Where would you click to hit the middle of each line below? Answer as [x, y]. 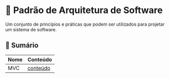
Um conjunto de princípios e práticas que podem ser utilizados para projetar [85, 24]
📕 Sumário [22, 46]
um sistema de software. [31, 29]
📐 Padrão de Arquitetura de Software [84, 10]
